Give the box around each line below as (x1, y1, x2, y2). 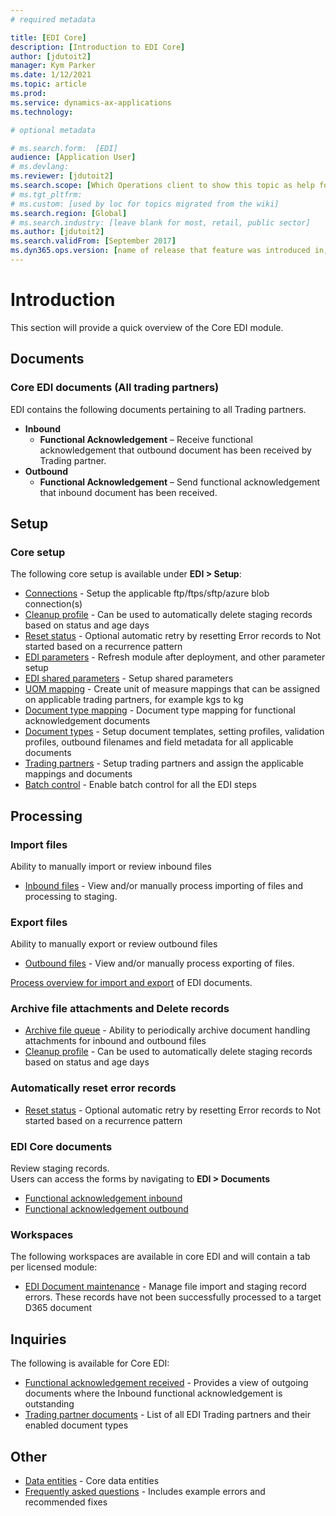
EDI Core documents (10, 1139, 113, 1153)
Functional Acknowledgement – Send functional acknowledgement (39, 476, 320, 488)
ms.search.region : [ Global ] (10, 208, 128, 218)
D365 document (24, 1302, 92, 1314)
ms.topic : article (10, 79, 87, 90)
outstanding (24, 1398, 75, 1410)
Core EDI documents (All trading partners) (10, 381, 220, 395)
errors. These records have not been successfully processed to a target (24, 1291, 322, 1303)
